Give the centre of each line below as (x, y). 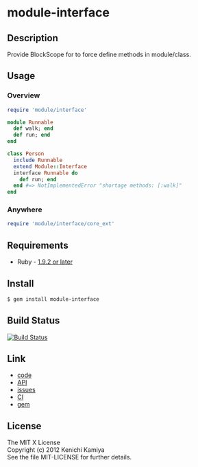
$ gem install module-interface (53, 299)
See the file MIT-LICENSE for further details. (70, 457)
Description (33, 38)
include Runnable (38, 160)
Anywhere (25, 209)
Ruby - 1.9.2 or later (45, 262)
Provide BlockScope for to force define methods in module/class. (99, 54)
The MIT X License (34, 443)
